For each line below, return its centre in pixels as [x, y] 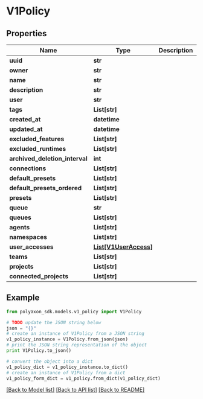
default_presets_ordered [46, 188]
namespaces [28, 237]
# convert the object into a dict [50, 361]
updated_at [26, 129]
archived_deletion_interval [48, 158]
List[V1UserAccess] [123, 247]
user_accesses [31, 247]
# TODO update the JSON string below [54, 322]
